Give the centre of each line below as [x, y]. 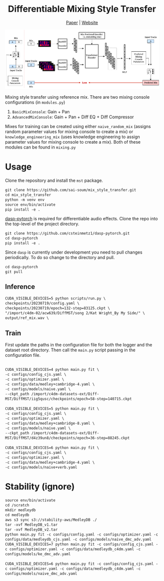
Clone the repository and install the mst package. [54, 180]
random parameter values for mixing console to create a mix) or [69, 131]
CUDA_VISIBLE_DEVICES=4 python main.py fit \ [52, 370]
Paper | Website [82, 22]
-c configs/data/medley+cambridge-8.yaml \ [50, 424]
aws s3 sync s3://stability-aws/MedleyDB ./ [51, 520]
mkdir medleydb [20, 510]
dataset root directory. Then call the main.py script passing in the [70, 350]
